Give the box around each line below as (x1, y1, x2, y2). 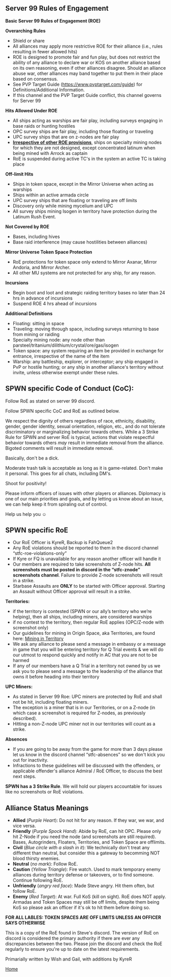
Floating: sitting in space (12, 320, 65, 326)
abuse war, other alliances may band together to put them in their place (12, 70, 163, 76)
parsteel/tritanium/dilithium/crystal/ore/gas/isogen (12, 342, 119, 348)
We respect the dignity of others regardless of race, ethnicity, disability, (5, 417, 156, 424)
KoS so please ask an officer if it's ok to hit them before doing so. (12, 905, 151, 911)
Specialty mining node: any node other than (12, 336, 105, 343)
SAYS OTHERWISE (5, 920, 45, 926)
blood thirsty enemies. (12, 855, 60, 862)
